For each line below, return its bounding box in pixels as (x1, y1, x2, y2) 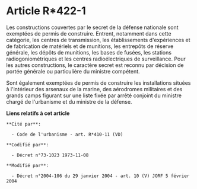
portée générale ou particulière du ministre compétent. (6, 68, 141, 75)
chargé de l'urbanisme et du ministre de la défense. (6, 98, 132, 105)
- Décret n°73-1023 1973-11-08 (11, 152, 89, 158)
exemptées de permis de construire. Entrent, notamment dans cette (6, 30, 171, 37)
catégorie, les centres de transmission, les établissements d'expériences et (6, 36, 191, 43)
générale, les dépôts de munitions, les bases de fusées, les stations (6, 49, 172, 56)
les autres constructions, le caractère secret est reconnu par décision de (6, 61, 184, 69)
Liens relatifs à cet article (6, 110, 70, 117)
